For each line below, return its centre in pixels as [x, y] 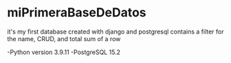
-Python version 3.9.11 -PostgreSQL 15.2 [64, 52]
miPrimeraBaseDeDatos [77, 13]
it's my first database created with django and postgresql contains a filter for [115, 32]
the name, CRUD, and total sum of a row [64, 38]
